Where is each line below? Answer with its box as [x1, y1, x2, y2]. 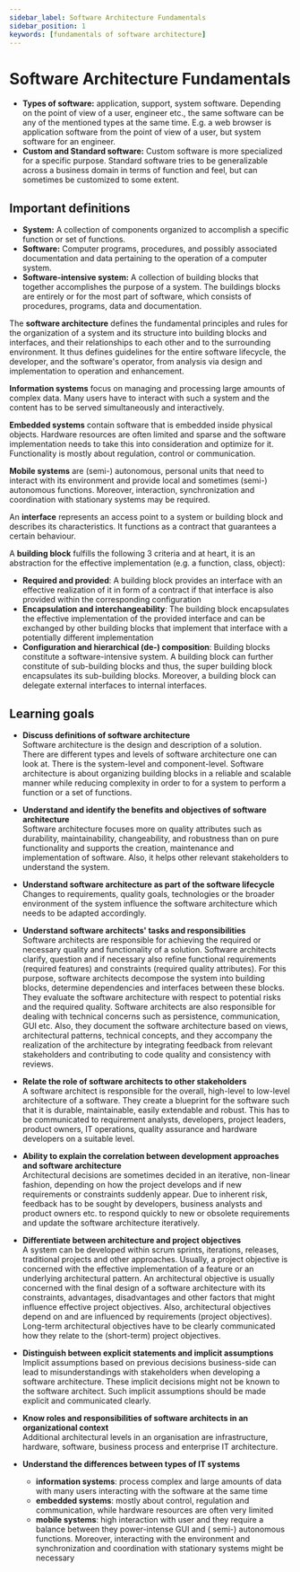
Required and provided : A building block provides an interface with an [21, 575, 283, 586]
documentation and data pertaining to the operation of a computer [21, 253, 268, 264]
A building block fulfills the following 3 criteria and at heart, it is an [9, 549, 255, 559]
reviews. [21, 1058, 54, 1069]
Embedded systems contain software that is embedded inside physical [9, 419, 273, 431]
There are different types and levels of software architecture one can [21, 749, 278, 760]
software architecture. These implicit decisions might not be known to [21, 1375, 280, 1387]
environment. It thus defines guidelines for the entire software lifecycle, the [9, 347, 287, 357]
